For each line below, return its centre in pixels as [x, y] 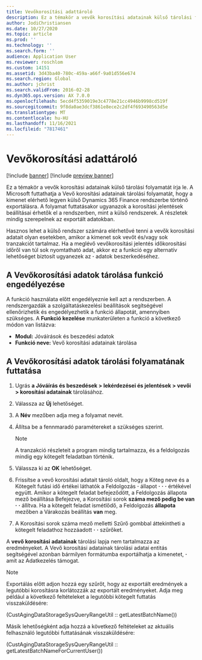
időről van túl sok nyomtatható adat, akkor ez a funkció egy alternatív [92, 249]
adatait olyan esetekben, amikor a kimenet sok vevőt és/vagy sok [87, 237]
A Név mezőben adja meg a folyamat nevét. [69, 415]
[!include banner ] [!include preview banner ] [60, 176]
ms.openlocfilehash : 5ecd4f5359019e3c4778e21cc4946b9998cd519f [87, 101]
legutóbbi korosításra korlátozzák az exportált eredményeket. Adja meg [95, 590]
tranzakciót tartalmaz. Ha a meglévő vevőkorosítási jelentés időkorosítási [96, 243]
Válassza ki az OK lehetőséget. [53, 468]
